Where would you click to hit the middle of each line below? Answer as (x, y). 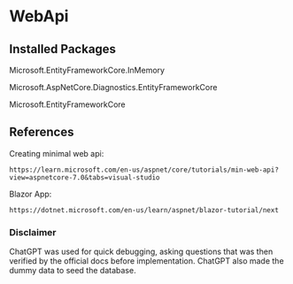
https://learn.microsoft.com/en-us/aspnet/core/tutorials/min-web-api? (144, 170)
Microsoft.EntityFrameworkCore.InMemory (87, 70)
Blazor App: (31, 194)
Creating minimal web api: (57, 153)
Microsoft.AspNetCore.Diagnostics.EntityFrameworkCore (113, 87)
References (42, 132)
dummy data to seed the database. (73, 271)
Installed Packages (63, 49)
